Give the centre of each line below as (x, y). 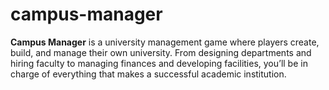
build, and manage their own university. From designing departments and (161, 52)
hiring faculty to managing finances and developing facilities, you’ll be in (159, 63)
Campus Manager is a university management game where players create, (165, 42)
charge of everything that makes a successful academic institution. (148, 74)
